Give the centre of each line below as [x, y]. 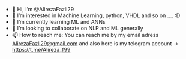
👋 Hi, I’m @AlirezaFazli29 [43, 9]
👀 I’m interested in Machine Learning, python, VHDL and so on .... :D [96, 15]
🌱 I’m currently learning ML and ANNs [59, 22]
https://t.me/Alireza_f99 [41, 50]
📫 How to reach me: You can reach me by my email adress [85, 35]
